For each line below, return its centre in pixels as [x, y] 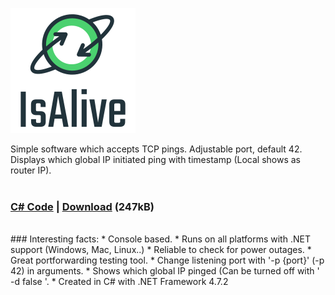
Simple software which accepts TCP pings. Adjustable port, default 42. [156, 149]
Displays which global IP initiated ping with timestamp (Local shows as [156, 159]
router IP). [31, 170]
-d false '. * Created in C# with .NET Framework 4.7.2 [119, 282]
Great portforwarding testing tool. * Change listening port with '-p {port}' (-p [167, 260]
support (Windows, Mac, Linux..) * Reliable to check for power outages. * [161, 250]
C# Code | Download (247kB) [82, 206]
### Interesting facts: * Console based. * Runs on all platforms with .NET [160, 239]
